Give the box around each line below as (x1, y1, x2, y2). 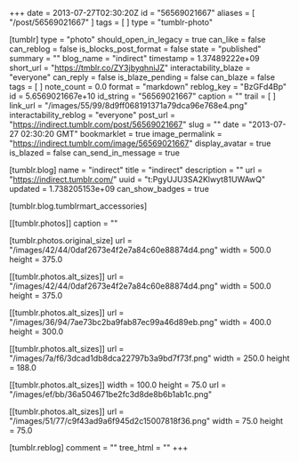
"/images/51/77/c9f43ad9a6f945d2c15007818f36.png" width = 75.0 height (9, 416, 283, 426)
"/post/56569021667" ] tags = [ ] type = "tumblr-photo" (9, 17, 214, 28)
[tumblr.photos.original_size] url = (9, 235, 133, 245)
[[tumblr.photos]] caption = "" (9, 218, 118, 228)
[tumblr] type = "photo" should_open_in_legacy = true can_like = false (9, 35, 266, 44)
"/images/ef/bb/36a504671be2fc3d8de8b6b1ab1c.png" (9, 389, 213, 399)
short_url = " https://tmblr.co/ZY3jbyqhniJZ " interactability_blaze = (9, 62, 251, 73)
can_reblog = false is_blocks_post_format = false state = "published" (9, 44, 262, 54)
